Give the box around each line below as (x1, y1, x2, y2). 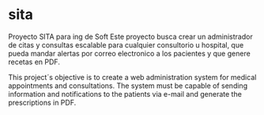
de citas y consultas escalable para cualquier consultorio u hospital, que (8, 40, 244, 49)
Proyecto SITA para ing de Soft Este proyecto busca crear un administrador (8, 32, 253, 41)
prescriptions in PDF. (8, 98, 77, 107)
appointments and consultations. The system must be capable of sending (8, 81, 247, 90)
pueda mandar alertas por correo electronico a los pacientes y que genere (8, 48, 251, 58)
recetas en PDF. (8, 57, 61, 67)
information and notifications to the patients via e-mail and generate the (8, 89, 243, 98)
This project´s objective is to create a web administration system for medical (8, 72, 257, 82)
